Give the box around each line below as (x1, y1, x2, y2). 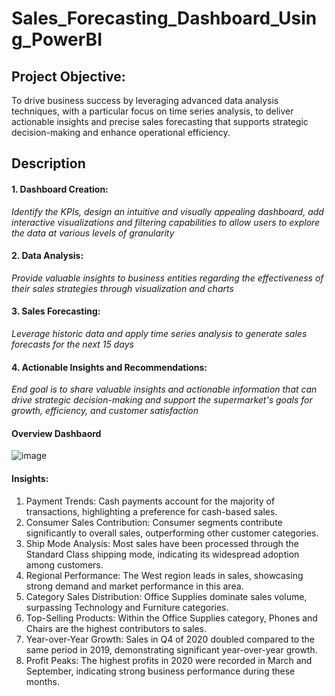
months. (25, 675, 61, 687)
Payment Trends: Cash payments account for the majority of (25, 495, 276, 507)
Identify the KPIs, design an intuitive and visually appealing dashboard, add (11, 205, 324, 217)
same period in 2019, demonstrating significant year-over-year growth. (25, 643, 318, 656)
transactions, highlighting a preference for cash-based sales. (25, 505, 278, 517)
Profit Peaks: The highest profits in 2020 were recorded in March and (25, 654, 313, 666)
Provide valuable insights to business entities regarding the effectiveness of (11, 272, 324, 284)
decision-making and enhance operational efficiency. (11, 127, 231, 138)
